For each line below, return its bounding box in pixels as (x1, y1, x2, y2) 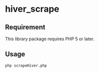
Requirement (5, 23, 46, 31)
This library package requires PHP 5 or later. (5, 36, 95, 42)
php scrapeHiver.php (5, 63, 48, 68)
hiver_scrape (5, 3, 60, 15)
